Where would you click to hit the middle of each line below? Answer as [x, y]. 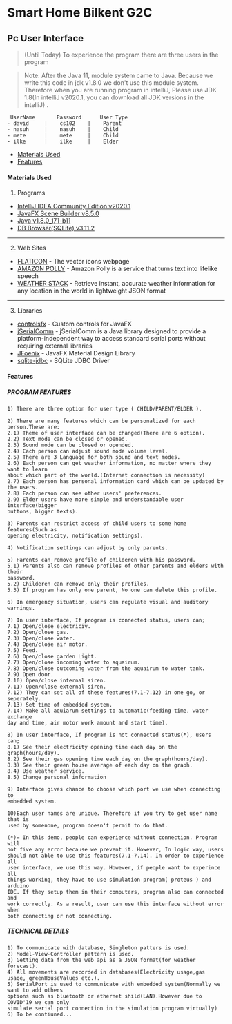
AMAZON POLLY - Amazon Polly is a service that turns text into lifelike [117, 269]
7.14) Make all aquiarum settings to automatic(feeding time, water [108, 711]
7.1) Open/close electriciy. [49, 626]
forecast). [23, 966]
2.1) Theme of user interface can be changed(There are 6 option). [106, 433]
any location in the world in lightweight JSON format [91, 291]
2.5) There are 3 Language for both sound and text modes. [94, 457]
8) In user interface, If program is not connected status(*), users [109, 735]
